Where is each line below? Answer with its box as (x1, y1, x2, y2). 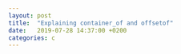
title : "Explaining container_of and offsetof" (8, 19, 174, 27)
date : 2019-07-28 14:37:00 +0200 (8, 26, 127, 34)
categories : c (8, 33, 56, 42)
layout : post (8, 11, 52, 20)
